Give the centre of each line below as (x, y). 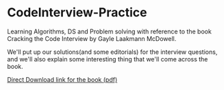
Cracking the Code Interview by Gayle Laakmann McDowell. (92, 38)
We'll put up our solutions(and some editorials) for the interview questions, (112, 52)
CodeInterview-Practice (77, 13)
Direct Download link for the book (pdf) (62, 79)
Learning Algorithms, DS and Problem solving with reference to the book (110, 31)
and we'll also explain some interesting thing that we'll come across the (108, 59)
